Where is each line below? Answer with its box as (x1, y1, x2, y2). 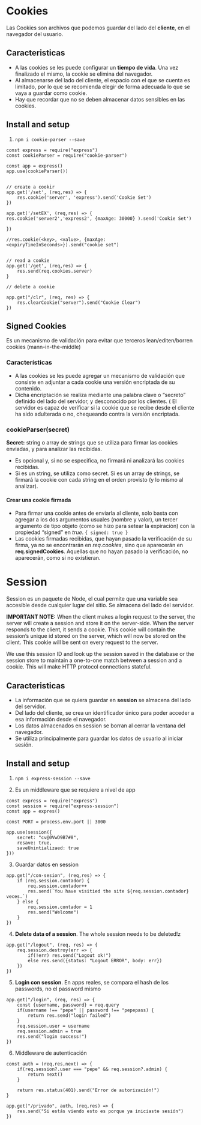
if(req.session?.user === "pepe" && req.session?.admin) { (17, 1066, 168, 1072)
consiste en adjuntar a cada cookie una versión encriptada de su (14, 378, 175, 386)
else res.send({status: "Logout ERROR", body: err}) (28, 957, 163, 963)
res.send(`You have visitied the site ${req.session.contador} (28, 888, 189, 894)
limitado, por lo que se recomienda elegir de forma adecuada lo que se (14, 83, 190, 90)
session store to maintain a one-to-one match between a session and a (6, 657, 182, 664)
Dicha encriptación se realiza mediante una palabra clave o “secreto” (14, 391, 186, 398)
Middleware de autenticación (14, 1049, 87, 1057)
